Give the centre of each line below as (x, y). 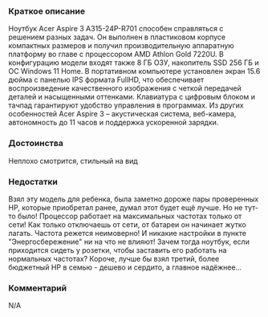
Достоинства (36, 144)
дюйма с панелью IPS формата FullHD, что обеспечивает (106, 80)
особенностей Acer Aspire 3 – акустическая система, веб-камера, (122, 114)
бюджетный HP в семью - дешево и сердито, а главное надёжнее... (125, 267)
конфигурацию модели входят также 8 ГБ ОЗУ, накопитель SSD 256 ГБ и (134, 63)
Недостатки (33, 181)
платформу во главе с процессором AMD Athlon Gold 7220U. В (116, 55)
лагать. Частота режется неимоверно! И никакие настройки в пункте (128, 233)
